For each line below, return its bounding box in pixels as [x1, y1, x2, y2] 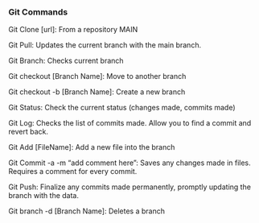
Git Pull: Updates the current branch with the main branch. [8, 40, 202, 50]
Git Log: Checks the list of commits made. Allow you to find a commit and [8, 118, 252, 128]
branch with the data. [8, 191, 79, 200]
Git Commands [8, 6, 68, 18]
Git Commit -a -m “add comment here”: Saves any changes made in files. [8, 158, 251, 167]
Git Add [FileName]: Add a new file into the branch [8, 142, 175, 152]
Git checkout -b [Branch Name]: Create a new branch [8, 87, 186, 97]
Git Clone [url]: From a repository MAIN [8, 25, 138, 35]
